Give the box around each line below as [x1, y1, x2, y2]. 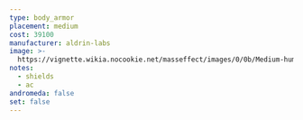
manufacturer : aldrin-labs [9, 38, 111, 48]
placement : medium [9, 22, 78, 31]
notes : [9, 64, 34, 73]
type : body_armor [9, 13, 75, 23]
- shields [17, 72, 54, 81]
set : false [9, 97, 50, 106]
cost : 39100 [9, 30, 54, 39]
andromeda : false [9, 88, 75, 97]
